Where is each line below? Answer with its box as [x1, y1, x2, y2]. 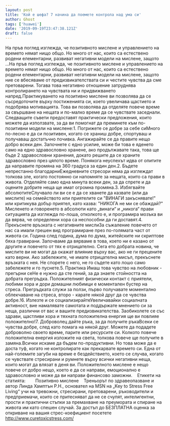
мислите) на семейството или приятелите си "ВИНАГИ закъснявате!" [5, 195, 156, 201]
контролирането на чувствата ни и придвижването [5, 88, 116, 93]
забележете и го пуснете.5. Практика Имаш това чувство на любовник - [5, 265, 162, 271]
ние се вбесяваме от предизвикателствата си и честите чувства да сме [5, 77, 162, 83]
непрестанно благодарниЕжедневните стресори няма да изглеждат [5, 168, 153, 174]
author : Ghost [5, 17, 35, 22]
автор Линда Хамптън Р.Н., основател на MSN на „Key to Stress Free [5, 383, 153, 389]
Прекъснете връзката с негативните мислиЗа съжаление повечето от [5, 222, 157, 228]
